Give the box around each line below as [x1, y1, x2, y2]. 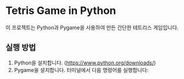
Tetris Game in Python [5, 4, 116, 17]
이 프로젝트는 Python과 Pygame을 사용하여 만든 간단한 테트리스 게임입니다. [5, 24, 179, 31]
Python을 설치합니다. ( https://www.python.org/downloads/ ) [14, 59, 156, 66]
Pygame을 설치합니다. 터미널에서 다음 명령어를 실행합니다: [14, 66, 149, 73]
